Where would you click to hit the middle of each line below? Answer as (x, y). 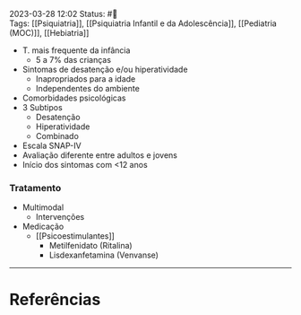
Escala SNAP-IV (52, 145)
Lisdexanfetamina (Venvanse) (104, 255)
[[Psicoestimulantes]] (75, 236)
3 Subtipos (42, 107)
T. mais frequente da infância (76, 50)
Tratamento (35, 188)
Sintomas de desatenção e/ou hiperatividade (105, 69)
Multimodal (43, 207)
